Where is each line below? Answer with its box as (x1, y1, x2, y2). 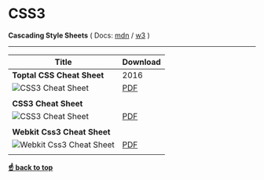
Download (122, 56, 161, 67)
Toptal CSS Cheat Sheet (12, 70, 104, 81)
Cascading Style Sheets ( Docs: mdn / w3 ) (8, 31, 151, 40)
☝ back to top (8, 162, 53, 172)
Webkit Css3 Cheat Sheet (12, 126, 111, 137)
